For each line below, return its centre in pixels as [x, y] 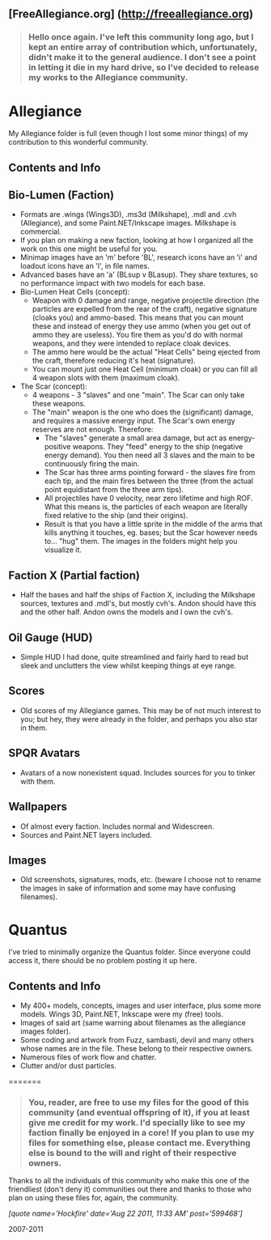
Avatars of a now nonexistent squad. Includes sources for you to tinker [138, 772]
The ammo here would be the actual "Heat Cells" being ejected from [146, 352]
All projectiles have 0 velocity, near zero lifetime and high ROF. [148, 499]
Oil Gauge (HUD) [51, 637]
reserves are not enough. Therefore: [93, 430]
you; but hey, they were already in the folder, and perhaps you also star [139, 719]
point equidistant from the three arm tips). [114, 490]
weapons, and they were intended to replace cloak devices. [131, 343]
